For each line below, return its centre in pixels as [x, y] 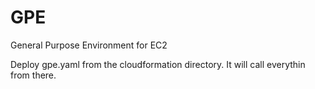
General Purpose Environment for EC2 [89, 45]
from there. [33, 75]
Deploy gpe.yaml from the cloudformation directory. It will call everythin [158, 64]
